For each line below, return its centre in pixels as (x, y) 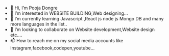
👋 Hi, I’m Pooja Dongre (34, 8)
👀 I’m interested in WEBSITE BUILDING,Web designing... (69, 13)
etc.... (16, 35)
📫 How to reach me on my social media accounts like (67, 40)
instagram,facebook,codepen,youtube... (52, 48)
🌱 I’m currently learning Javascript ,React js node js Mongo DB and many (87, 19)
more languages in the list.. (39, 24)
